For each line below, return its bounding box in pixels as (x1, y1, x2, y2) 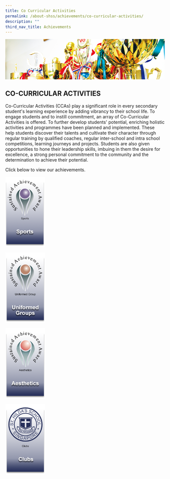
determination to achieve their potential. (5, 156, 89, 163)
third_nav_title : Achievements (5, 24, 71, 29)
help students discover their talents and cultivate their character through (5, 130, 156, 136)
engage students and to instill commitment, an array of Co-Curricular (5, 113, 149, 119)
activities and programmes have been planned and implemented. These (5, 124, 155, 131)
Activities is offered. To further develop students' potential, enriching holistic (5, 119, 165, 125)
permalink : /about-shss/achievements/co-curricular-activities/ (5, 13, 144, 19)
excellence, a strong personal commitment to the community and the (5, 151, 149, 157)
